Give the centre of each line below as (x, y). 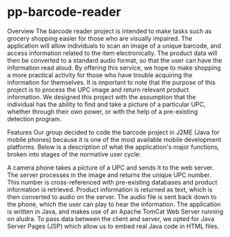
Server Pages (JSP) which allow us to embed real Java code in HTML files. (113, 226)
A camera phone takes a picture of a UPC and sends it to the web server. (111, 167)
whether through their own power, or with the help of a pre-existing (103, 112)
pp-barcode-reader (64, 12)
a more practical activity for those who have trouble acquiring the (100, 75)
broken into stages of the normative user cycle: (74, 154)
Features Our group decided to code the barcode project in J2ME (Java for (114, 132)
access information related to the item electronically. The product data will (113, 53)
